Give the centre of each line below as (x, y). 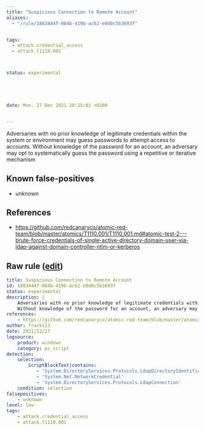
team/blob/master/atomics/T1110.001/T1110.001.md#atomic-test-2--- (101, 234)
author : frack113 (28, 326)
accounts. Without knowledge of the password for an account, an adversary (102, 146)
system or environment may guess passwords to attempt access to (91, 140)
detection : (20, 354)
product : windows (39, 343)
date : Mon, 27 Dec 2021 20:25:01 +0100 (57, 105)
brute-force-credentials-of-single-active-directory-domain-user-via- (102, 240)
